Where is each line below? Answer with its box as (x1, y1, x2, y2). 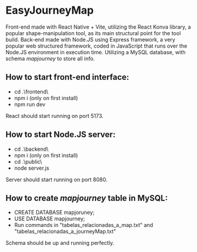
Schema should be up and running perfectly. (5, 239, 115, 247)
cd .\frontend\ (14, 88, 49, 95)
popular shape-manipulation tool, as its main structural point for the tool (5, 29, 182, 36)
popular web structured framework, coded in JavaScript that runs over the (5, 42, 188, 49)
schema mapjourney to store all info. (5, 55, 96, 62)
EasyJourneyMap (5, 4, 94, 17)
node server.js (14, 164, 50, 172)
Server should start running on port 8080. (5, 176, 108, 183)
